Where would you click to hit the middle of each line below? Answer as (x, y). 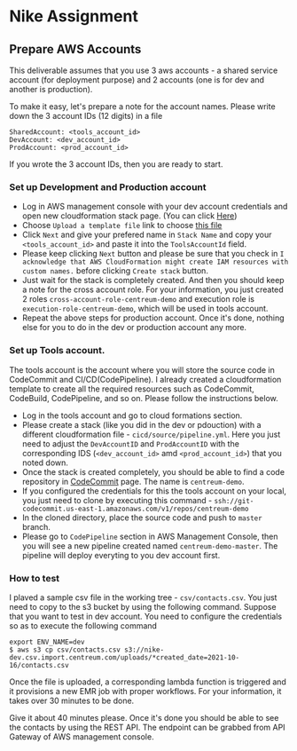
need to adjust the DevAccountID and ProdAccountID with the (130, 443)
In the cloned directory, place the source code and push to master (142, 518)
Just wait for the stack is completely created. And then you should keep (153, 281)
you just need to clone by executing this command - (117, 500)
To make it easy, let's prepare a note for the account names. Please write (143, 107)
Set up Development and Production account (108, 186)
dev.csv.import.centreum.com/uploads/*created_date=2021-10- (125, 657)
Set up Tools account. (57, 351)
